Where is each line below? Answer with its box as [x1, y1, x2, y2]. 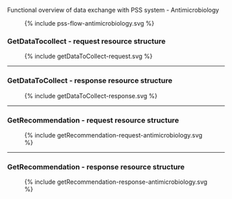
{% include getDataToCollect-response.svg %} [24, 91, 157, 99]
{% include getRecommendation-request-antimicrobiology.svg [24, 131, 202, 139]
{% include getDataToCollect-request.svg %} [24, 52, 153, 61]
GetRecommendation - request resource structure [7, 115, 180, 125]
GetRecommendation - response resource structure [7, 162, 185, 171]
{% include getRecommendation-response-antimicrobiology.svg [24, 178, 208, 186]
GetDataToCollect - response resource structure [7, 76, 173, 86]
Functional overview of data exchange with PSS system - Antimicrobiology [7, 6, 220, 14]
